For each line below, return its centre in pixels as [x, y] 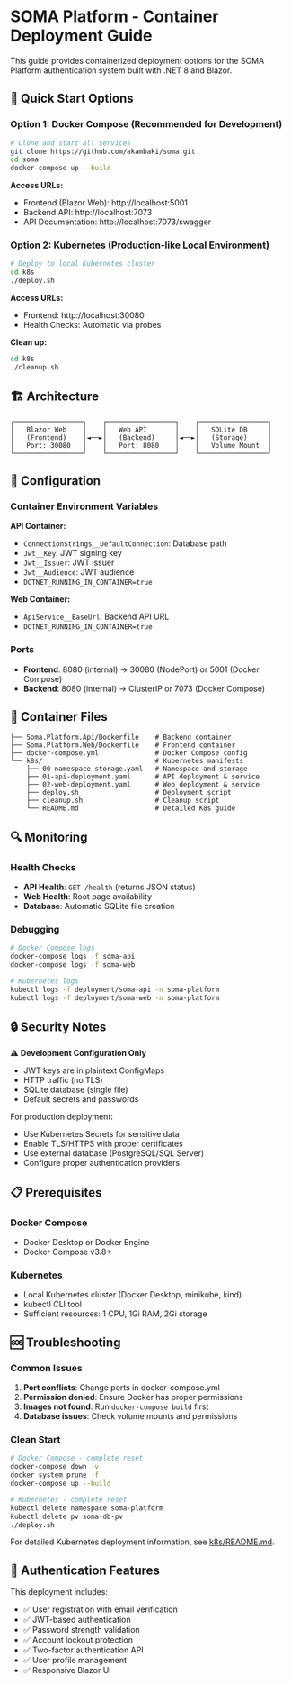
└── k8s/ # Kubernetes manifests [127, 761]
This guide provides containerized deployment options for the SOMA [137, 60]
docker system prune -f [55, 1475]
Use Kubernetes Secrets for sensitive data [101, 1134]
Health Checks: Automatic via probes [92, 325]
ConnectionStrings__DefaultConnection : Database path [125, 543]
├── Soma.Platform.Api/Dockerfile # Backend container [121, 737]
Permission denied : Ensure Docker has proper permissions [133, 1397]
